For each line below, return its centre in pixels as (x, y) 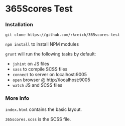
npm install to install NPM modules (42, 44)
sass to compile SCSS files (40, 69)
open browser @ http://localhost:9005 (51, 80)
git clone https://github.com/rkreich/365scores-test (63, 35)
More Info (17, 98)
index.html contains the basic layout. (43, 109)
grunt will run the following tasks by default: (51, 54)
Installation (19, 25)
